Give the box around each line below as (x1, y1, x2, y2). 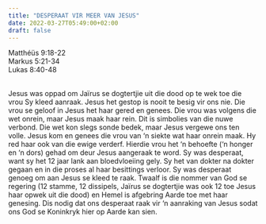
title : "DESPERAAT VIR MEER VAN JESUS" (8, 11, 140, 20)
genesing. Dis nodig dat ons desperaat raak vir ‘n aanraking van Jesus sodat (8, 199, 258, 208)
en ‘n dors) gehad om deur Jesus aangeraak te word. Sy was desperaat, (8, 148, 244, 157)
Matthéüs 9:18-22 (8, 48, 66, 58)
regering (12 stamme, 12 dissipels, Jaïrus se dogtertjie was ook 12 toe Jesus (8, 182, 256, 191)
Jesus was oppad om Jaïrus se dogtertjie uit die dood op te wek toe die (8, 89, 242, 98)
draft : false (8, 26, 51, 34)
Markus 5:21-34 (8, 56, 60, 66)
